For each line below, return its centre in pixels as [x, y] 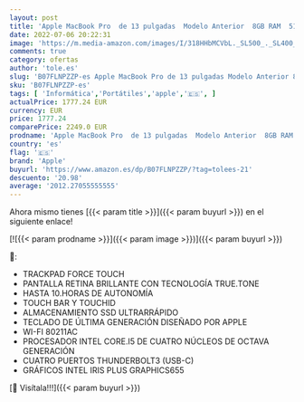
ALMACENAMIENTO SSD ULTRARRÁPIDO [100, 312]
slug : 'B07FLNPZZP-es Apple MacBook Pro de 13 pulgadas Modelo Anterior [149, 77]
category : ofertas [44, 60]
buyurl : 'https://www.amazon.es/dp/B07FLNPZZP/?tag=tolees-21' [131, 169]
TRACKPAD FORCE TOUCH [73, 274]
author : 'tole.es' [44, 69]
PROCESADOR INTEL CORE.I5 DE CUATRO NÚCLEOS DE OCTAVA [146, 341]
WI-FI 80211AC [50, 332]
